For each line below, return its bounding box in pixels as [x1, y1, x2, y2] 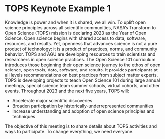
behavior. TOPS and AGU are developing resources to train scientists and [5, 51, 156, 57]
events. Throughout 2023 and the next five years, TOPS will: [5, 88, 129, 94]
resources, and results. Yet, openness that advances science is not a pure [5, 40, 157, 46]
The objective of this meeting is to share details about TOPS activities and [5, 123, 157, 129]
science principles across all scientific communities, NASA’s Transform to [5, 24, 156, 30]
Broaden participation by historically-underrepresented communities [12, 103, 154, 109]
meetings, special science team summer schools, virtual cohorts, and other [5, 82, 160, 88]
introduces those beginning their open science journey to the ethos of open [5, 62, 161, 68]
